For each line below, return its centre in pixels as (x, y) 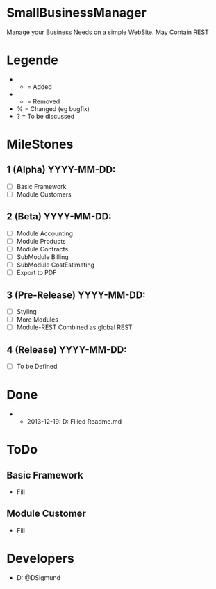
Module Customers (44, 194)
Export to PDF (36, 273)
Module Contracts (42, 249)
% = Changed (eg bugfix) (53, 108)
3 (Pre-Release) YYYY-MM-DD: (76, 295)
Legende (32, 60)
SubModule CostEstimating (56, 265)
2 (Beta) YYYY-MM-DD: (59, 217)
